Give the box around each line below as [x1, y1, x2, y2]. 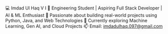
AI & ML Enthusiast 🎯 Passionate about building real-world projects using [5, 12, 157, 18]
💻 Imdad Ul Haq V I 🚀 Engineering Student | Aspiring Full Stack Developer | [5, 5, 162, 11]
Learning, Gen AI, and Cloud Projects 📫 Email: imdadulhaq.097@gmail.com [5, 23, 163, 29]
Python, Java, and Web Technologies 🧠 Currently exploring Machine [5, 17, 148, 23]
